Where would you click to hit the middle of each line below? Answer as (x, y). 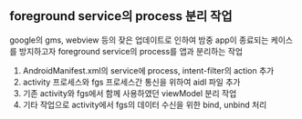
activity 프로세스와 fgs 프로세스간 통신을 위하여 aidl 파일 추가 (131, 82)
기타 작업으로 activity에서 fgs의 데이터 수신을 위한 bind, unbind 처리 (145, 104)
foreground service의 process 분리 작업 (121, 16)
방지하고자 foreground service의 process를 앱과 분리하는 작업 (131, 51)
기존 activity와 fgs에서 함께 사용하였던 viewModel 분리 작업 (130, 93)
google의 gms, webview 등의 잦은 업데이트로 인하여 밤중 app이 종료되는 (139, 40)
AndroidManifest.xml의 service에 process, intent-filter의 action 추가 (148, 70)
